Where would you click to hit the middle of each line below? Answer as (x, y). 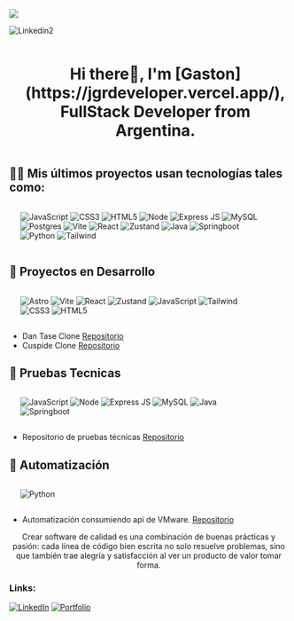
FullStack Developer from (155, 112)
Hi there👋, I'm (120, 74)
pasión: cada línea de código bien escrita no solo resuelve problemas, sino (149, 546)
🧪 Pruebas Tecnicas (65, 373)
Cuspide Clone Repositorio (71, 345)
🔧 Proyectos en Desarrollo (82, 272)
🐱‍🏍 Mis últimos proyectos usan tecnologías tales (146, 173)
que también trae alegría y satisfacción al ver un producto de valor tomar (149, 556)
